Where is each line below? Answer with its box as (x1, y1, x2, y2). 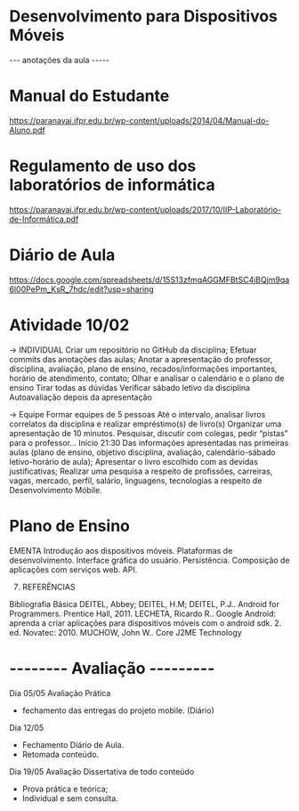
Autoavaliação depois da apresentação (9, 392, 153, 402)
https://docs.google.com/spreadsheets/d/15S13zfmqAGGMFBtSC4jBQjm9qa (9, 274, 290, 285)
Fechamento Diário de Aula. (21, 739, 125, 750)
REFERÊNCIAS (21, 581, 76, 592)
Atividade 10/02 (9, 314, 130, 335)
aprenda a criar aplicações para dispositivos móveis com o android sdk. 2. (9, 617, 282, 629)
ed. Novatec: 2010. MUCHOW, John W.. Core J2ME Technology (9, 627, 242, 637)
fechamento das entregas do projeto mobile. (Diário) (21, 705, 215, 716)
